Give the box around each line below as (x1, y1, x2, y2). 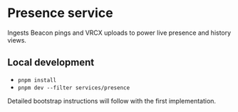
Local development (7, 57, 95, 69)
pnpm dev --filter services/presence (17, 84, 130, 91)
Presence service (7, 5, 113, 21)
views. (7, 35, 27, 44)
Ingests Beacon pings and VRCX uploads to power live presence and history (7, 28, 232, 37)
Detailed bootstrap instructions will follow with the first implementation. (7, 96, 216, 105)
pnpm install (17, 77, 57, 84)
